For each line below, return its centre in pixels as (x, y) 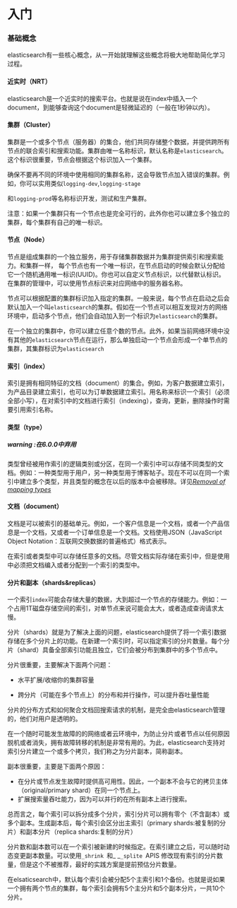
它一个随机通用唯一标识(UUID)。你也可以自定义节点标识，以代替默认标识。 (116, 275)
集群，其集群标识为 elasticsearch (56, 349)
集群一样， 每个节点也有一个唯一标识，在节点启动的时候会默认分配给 (126, 266)
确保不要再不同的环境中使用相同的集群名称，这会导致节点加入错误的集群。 (115, 175)
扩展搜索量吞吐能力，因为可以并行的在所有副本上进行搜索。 (104, 799)
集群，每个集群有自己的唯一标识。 (57, 222)
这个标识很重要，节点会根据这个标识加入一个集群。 (81, 159)
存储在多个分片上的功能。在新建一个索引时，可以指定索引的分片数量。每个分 (119, 641)
